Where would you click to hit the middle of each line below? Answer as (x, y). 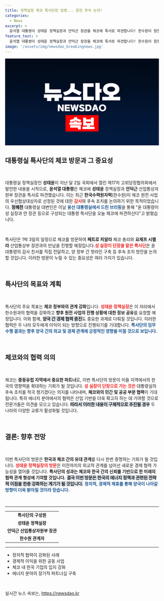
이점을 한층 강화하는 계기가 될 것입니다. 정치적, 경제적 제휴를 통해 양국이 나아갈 (84, 484)
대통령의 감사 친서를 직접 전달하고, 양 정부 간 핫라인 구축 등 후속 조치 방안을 (76, 252)
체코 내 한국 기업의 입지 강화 (39, 567)
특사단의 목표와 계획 (33, 284)
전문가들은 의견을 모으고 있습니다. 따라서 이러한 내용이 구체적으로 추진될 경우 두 (80, 404)
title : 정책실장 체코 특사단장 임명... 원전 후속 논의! (54, 10)
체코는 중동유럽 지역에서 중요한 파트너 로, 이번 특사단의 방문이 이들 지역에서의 (78, 380)
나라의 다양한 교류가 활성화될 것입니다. (41, 410)
